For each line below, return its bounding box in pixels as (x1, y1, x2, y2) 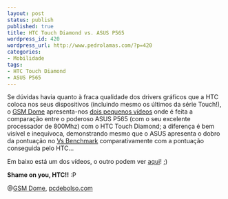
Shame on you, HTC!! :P (7, 171, 77, 179)
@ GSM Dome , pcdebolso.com (7, 184, 93, 193)
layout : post (7, 10, 45, 17)
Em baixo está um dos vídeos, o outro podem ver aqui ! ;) (7, 158, 167, 166)
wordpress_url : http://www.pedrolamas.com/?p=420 (7, 42, 153, 49)
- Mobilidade (7, 55, 45, 62)
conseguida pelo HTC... (7, 144, 74, 152)
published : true (7, 23, 54, 30)
